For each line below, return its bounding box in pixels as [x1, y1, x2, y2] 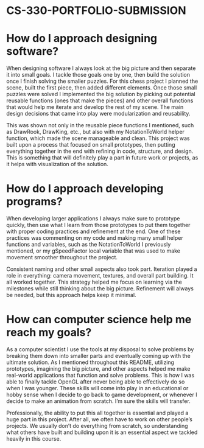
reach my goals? [6, 326, 92, 340]
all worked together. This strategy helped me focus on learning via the [6, 278, 183, 286]
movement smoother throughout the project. [6, 254, 118, 261]
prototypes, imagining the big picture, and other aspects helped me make [6, 365, 191, 372]
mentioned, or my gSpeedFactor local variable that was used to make [6, 247, 181, 254]
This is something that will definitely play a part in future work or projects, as [6, 154, 199, 161]
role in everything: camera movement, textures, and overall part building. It [6, 272, 194, 279]
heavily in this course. [6, 435, 62, 442]
